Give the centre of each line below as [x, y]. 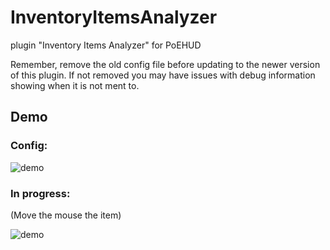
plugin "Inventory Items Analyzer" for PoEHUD [106, 45]
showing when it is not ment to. [75, 85]
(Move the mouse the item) [66, 215]
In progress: [40, 193]
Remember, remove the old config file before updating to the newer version [165, 64]
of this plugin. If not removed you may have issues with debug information [163, 75]
